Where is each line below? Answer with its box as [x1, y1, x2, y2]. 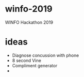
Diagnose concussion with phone [12, 52, 79, 58]
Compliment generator [12, 62, 57, 68]
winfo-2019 [5, 3, 52, 15]
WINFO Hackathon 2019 [5, 19, 53, 25]
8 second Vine [12, 57, 41, 63]
